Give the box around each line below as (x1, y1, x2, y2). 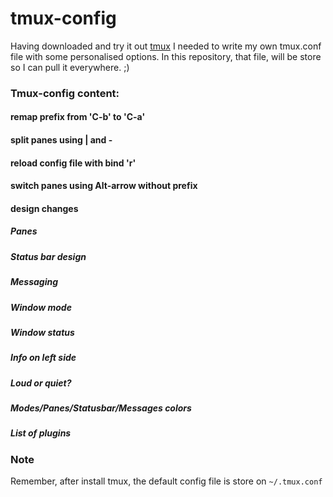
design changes (10, 202, 79, 214)
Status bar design (10, 250, 87, 262)
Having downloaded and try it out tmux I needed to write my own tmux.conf (10, 40, 322, 52)
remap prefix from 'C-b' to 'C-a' (10, 111, 146, 123)
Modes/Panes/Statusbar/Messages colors (10, 402, 192, 414)
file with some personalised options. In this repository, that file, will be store (10, 50, 322, 62)
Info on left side (10, 352, 77, 364)
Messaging (10, 276, 59, 288)
